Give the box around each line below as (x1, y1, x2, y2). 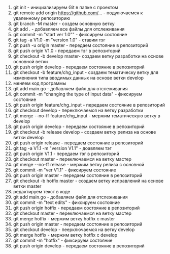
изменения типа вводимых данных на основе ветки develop (13, 75, 144, 81)
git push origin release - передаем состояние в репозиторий (13, 140, 144, 146)
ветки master (13, 183, 42, 189)
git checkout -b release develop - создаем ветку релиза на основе (13, 129, 156, 135)
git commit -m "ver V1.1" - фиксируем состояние (13, 167, 116, 173)
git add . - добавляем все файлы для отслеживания (13, 26, 125, 32)
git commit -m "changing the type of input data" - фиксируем (13, 91, 143, 97)
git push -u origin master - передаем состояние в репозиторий (13, 42, 149, 48)
